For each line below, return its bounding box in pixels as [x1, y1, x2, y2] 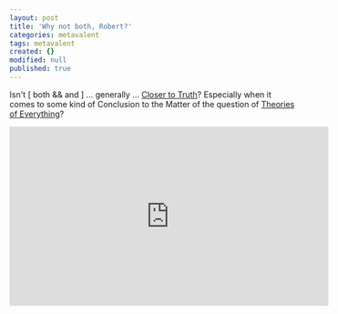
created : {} [9, 47, 55, 56]
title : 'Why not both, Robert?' [9, 22, 132, 31]
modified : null [9, 56, 67, 65]
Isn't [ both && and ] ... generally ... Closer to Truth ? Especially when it [9, 88, 271, 100]
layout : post [9, 13, 59, 23]
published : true [9, 65, 71, 74]
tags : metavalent [9, 38, 76, 48]
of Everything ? [9, 108, 65, 119]
